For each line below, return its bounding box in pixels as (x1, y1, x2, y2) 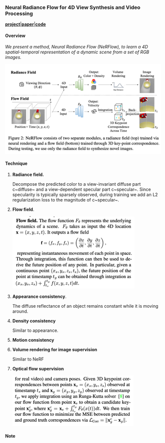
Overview (5, 33, 26, 39)
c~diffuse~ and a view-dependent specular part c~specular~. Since (12, 187, 151, 193)
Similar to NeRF (12, 356, 44, 362)
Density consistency (12, 318, 56, 324)
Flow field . (12, 206, 35, 212)
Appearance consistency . (12, 293, 67, 300)
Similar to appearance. (12, 327, 58, 333)
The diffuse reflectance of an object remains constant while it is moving (12, 303, 159, 309)
